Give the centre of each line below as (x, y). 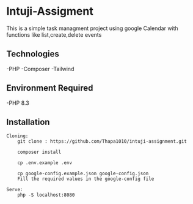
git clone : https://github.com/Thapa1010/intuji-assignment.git (102, 142)
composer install (39, 152)
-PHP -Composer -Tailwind (40, 69)
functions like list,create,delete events (54, 34)
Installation (28, 122)
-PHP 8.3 (18, 103)
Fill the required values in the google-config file (86, 179)
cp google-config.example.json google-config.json (83, 174)
